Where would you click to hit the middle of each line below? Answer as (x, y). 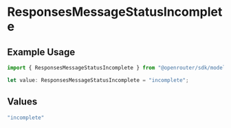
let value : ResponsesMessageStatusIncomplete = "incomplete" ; (98, 80)
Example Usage (41, 52)
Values (22, 102)
